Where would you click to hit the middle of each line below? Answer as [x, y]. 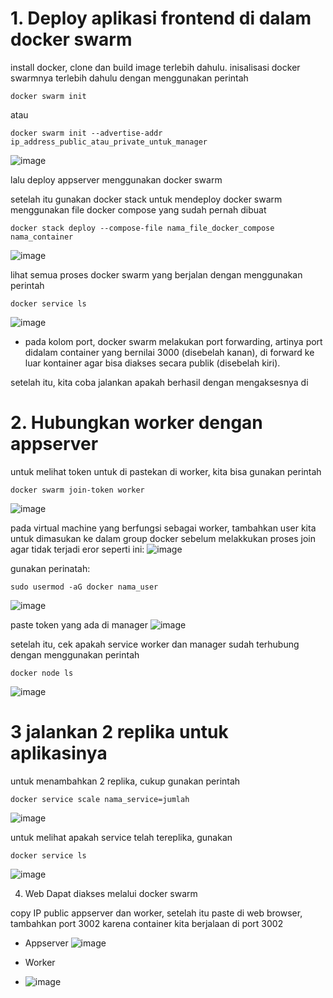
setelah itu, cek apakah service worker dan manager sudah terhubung [155, 644]
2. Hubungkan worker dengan [136, 423]
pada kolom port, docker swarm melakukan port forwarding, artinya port [173, 341]
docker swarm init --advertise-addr [86, 133]
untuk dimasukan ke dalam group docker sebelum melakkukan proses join [163, 538]
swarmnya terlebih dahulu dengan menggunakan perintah [129, 78]
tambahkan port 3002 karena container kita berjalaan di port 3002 [147, 923]
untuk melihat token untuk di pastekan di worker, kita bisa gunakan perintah [166, 471]
